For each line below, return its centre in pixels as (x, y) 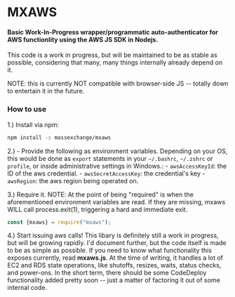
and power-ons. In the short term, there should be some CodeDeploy (107, 273)
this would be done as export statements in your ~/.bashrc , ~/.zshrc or (110, 158)
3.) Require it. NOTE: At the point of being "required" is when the (101, 194)
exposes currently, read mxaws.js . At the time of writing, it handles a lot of (115, 258)
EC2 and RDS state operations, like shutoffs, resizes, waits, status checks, (114, 265)
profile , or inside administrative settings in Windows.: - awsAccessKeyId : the (117, 166)
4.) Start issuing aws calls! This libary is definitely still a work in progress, (113, 235)
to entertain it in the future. (46, 91)
